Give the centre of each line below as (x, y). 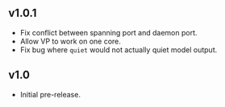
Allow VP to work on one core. (70, 41)
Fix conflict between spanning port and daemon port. (108, 32)
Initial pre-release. (50, 94)
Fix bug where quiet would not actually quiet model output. (119, 49)
